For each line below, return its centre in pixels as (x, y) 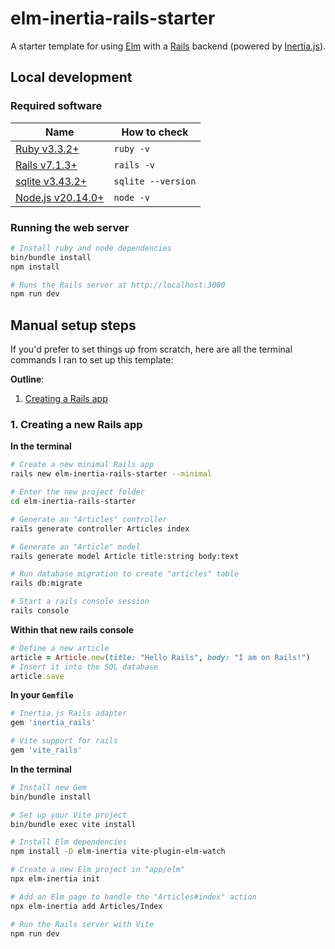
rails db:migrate (46, 583)
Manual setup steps (73, 325)
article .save (37, 676)
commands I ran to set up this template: (92, 360)
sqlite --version (155, 181)
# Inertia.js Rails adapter (69, 713)
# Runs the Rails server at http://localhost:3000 (118, 285)
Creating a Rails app (66, 399)
